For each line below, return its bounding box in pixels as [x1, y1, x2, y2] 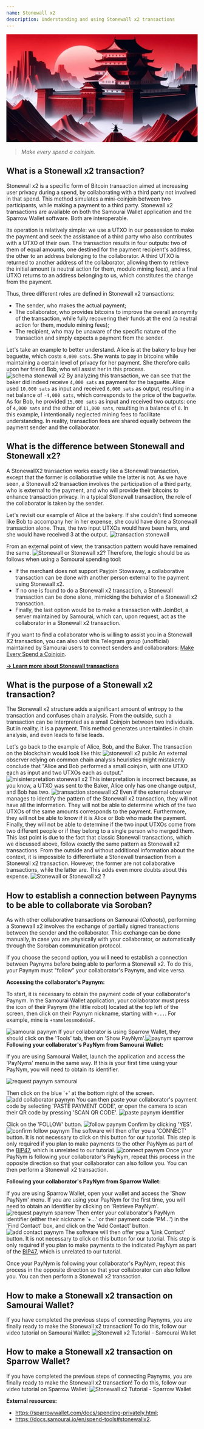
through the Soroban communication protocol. [6, 942, 123, 949]
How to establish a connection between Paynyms [6, 890, 197, 900]
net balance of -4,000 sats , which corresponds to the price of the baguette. [6, 391, 197, 399]
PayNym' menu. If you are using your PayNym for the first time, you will [6, 1196, 185, 1203]
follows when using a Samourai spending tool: [6, 555, 121, 563]
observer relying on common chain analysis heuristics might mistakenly [6, 756, 185, 763]
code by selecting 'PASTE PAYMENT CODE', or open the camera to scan [6, 1102, 188, 1110]
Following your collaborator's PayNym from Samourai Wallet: [6, 1041, 164, 1049]
